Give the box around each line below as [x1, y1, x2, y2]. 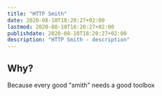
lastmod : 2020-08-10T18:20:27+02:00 [7, 23, 114, 30]
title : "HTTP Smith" [7, 10, 68, 18]
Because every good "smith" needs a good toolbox [7, 81, 155, 89]
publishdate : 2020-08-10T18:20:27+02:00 [7, 29, 128, 37]
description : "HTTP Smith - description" [7, 36, 130, 43]
